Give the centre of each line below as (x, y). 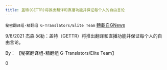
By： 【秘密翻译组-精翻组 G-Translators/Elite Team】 (61, 53)
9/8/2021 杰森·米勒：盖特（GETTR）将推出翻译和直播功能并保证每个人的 (81, 36)
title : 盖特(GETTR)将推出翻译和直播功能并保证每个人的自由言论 (65, 10)
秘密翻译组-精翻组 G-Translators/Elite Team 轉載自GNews (65, 25)
